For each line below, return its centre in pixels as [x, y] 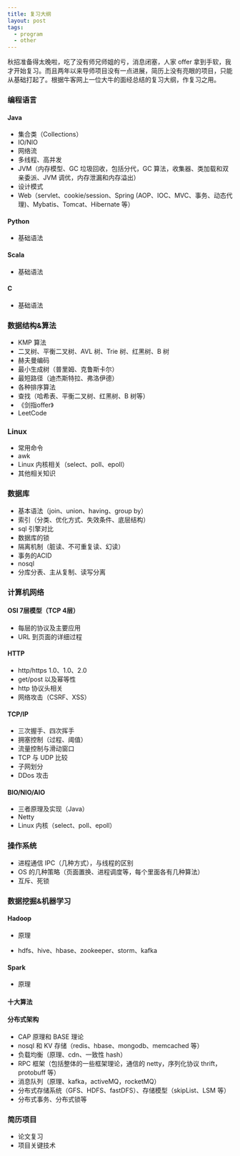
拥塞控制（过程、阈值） [52, 740]
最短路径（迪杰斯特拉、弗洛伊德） [68, 378]
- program [28, 34]
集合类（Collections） [50, 134]
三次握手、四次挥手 [46, 731]
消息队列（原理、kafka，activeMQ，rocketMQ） [89, 1081]
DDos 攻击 [33, 776]
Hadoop [20, 919]
